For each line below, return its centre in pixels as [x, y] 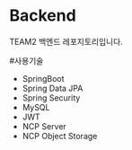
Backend [43, 16]
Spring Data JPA [53, 88]
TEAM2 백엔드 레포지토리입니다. [66, 41]
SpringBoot [43, 78]
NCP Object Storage [60, 136]
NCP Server [44, 126]
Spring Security [51, 97]
